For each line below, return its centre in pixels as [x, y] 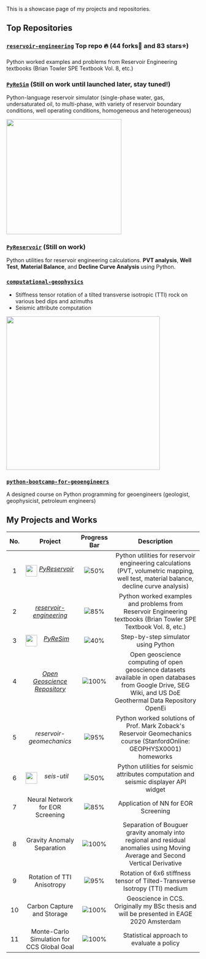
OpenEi [155, 708]
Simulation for [50, 939]
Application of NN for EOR [155, 803]
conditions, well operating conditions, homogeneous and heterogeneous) [99, 111]
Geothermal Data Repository [155, 701]
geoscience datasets [155, 670]
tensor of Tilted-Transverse [156, 880]
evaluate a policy [155, 943]
